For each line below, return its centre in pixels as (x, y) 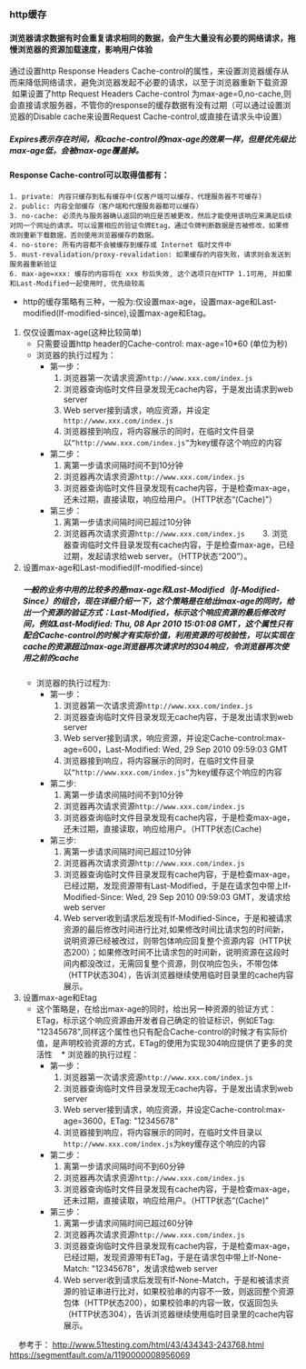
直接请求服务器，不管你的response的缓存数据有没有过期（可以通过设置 (150, 105)
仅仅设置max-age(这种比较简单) (82, 332)
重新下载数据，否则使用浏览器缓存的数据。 (90, 235)
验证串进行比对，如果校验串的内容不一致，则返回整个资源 (187, 1291)
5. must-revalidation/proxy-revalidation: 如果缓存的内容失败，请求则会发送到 (150, 255)
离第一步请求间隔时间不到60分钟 (124, 1166)
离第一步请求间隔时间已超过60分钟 (128, 1223)
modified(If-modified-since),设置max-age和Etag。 (117, 313)
